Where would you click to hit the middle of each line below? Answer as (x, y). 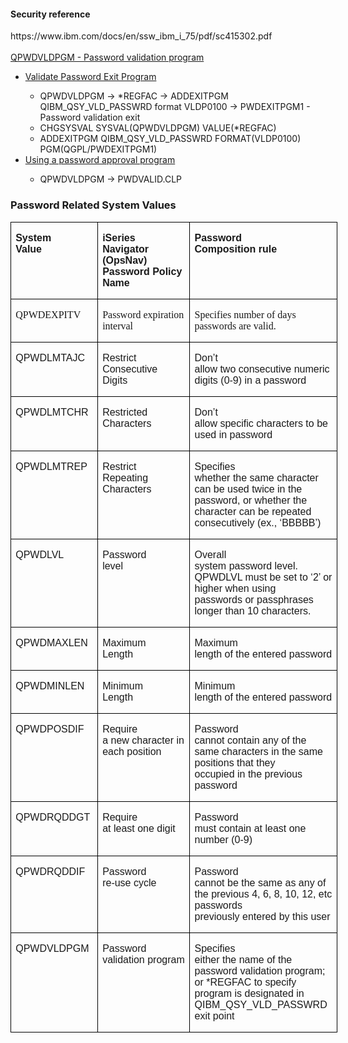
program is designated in (249, 993)
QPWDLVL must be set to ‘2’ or (263, 577)
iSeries (119, 237)
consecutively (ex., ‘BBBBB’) (258, 522)
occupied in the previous (248, 774)
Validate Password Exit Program (90, 77)
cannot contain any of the (250, 740)
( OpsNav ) (125, 260)
